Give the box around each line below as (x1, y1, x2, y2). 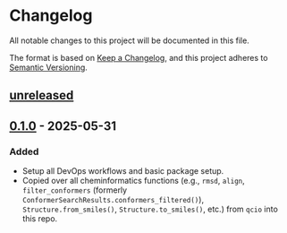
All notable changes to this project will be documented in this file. (9, 35, 250, 46)
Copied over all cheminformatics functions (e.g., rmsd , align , (21, 176, 246, 186)
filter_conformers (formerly (21, 185, 128, 195)
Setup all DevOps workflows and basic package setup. (21, 166, 224, 177)
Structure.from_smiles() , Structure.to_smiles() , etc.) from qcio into (21, 203, 279, 215)
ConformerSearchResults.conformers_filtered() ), (21, 194, 204, 205)
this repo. (21, 213, 58, 224)
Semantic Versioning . (9, 62, 88, 73)
